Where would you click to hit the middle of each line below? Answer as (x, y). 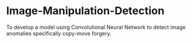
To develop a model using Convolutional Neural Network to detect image (96, 27)
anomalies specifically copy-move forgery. (59, 33)
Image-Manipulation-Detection (85, 11)
